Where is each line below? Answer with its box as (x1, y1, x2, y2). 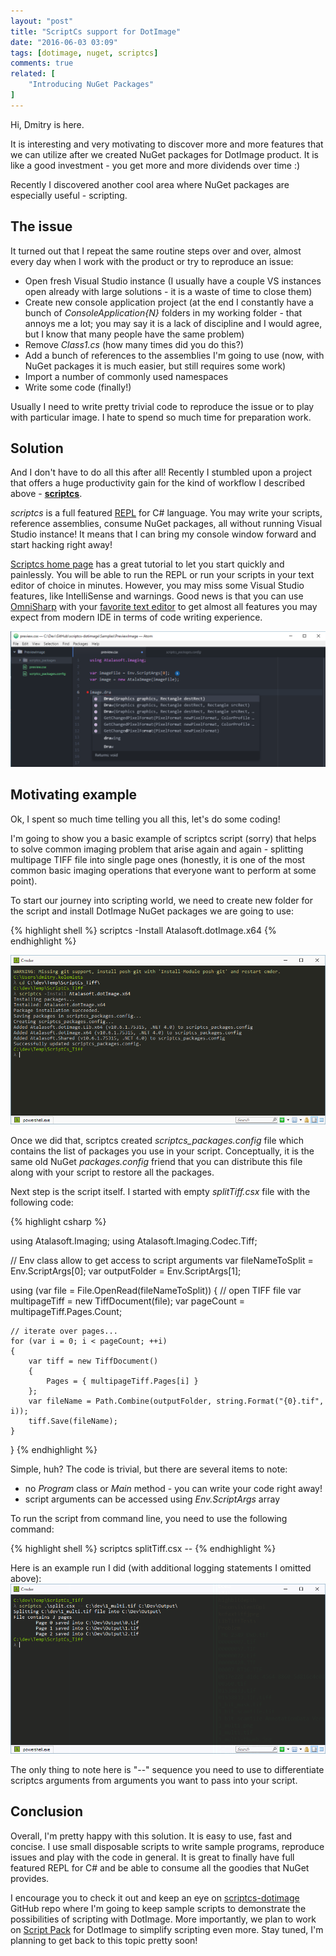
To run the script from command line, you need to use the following (10, 1513, 288, 1525)
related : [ (10, 69, 56, 79)
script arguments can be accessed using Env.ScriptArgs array (24, 1493, 281, 1505)
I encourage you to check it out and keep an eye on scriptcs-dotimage (10, 1891, 300, 1904)
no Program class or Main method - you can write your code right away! (24, 1483, 323, 1495)
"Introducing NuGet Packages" (28, 80, 155, 90)
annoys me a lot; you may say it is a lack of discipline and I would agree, (24, 317, 323, 329)
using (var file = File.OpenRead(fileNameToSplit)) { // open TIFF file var (10, 1285, 302, 1297)
